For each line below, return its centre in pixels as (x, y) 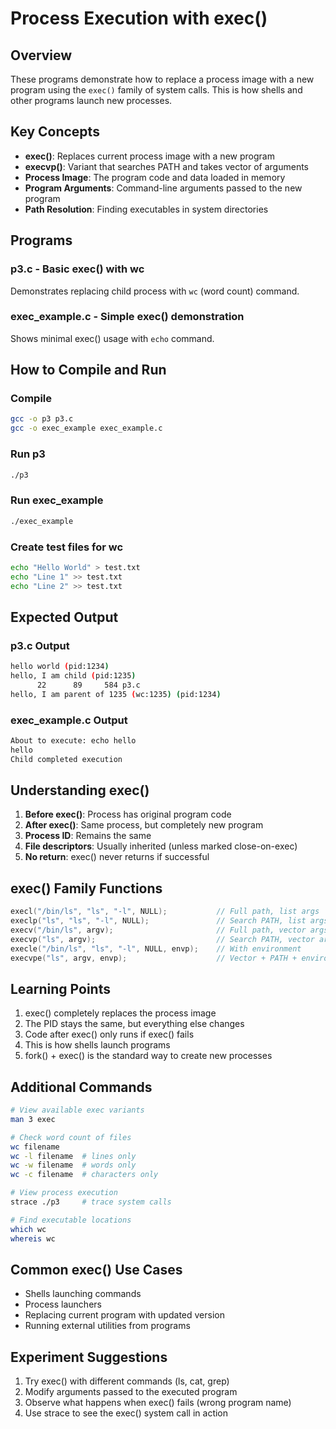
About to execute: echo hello (73, 740)
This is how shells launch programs (97, 1045)
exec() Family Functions (86, 888)
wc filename (35, 1147)
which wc (28, 1229)
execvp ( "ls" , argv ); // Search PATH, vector (162, 939)
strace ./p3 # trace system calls (91, 1202)
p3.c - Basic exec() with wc (77, 269)
